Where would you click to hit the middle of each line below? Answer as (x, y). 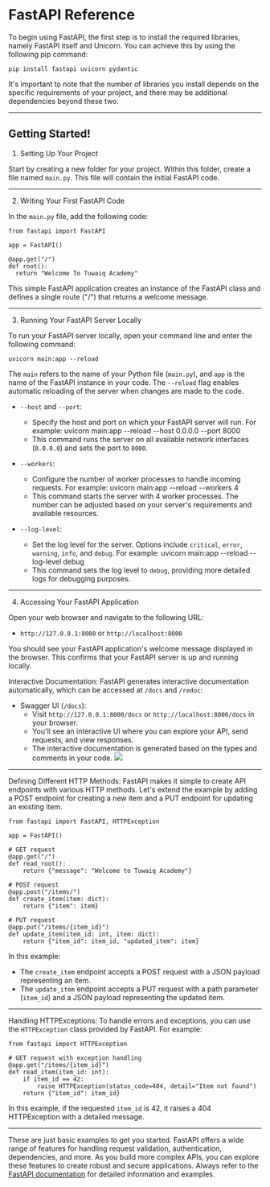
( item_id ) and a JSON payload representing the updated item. (122, 997)
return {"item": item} (61, 906)
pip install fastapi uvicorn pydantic (73, 69)
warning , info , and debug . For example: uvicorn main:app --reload (140, 552)
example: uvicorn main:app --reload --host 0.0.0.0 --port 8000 (136, 430)
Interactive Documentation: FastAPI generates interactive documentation (129, 681)
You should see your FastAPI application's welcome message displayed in (131, 648)
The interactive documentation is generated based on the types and (144, 748)
